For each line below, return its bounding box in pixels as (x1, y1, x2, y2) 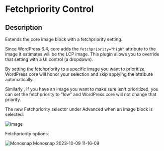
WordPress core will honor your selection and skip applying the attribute (5, 71, 153, 77)
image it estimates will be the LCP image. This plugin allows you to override (5, 51, 160, 57)
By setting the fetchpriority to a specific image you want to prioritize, (5, 66, 146, 72)
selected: (5, 111, 24, 117)
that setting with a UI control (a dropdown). (5, 56, 93, 62)
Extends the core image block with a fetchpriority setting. (5, 36, 123, 42)
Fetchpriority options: (5, 131, 49, 137)
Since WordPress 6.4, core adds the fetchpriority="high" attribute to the (5, 46, 156, 51)
